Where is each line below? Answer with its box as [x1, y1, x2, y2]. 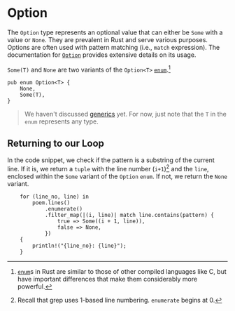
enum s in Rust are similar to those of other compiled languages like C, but [17, 267, 227, 276]
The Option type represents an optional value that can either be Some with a [7, 28, 223, 37]
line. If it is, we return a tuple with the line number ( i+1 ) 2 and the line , [7, 164, 209, 173]
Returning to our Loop [7, 137, 105, 149]
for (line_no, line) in [20, 193, 90, 201]
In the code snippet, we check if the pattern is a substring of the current [7, 156, 215, 164]
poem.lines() [32, 199, 71, 206]
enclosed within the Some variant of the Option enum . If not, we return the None [7, 172, 227, 180]
